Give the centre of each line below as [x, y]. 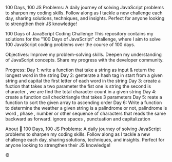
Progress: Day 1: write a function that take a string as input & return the [80, 70]
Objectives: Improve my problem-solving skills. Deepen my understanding [83, 54]
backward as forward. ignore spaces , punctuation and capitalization [78, 119]
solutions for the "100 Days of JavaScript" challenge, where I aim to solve [83, 39]
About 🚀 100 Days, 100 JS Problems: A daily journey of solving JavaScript [83, 129]
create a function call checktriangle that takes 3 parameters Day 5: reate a [84, 97]
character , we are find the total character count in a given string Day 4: [81, 92]
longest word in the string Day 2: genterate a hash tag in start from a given [84, 75]
